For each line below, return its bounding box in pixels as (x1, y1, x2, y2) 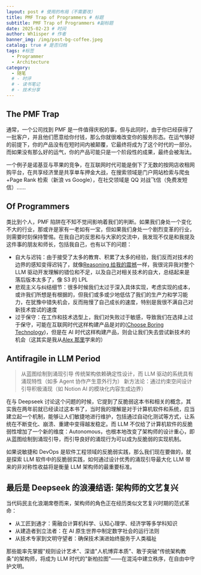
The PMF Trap (6, 109, 60, 119)
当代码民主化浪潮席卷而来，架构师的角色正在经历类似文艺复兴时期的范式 (6, 499, 184, 507)
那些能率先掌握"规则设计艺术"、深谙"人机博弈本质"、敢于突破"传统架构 (6, 547, 181, 555)
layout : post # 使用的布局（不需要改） (6, 8, 96, 15)
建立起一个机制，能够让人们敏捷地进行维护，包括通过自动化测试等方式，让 (6, 413, 190, 420)
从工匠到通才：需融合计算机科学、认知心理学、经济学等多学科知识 (14, 520, 178, 527)
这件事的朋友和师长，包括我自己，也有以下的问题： (6, 241, 132, 248)
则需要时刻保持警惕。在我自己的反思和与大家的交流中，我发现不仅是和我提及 (6, 233, 195, 240)
